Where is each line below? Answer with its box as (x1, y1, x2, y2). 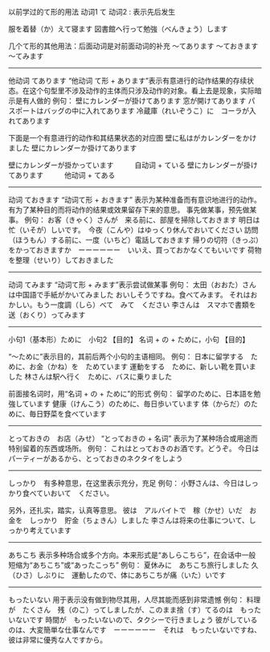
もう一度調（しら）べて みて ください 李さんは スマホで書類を (35, 300, 256, 310)
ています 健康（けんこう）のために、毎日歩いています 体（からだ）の (22, 399, 252, 408)
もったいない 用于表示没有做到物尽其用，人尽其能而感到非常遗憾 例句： (8, 595, 245, 605)
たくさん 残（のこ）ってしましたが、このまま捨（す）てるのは (22, 605, 234, 614)
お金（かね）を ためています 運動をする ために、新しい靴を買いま (29, 362, 257, 371)
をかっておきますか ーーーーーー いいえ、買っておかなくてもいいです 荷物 (8, 245, 262, 255)
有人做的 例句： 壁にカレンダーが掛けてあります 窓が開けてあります (22, 96, 247, 105)
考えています (29, 526, 72, 535)
